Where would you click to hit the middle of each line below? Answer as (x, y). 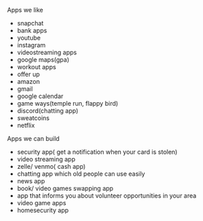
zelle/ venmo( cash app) (51, 166)
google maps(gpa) (43, 60)
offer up (28, 74)
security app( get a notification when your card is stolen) (97, 152)
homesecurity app (43, 210)
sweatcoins (33, 118)
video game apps (41, 203)
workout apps (36, 67)
